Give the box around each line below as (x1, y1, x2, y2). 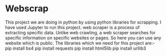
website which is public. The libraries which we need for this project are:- (5, 40, 155, 46)
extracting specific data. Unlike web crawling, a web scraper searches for (5, 29, 156, 35)
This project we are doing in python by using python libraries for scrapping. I (5, 19, 162, 25)
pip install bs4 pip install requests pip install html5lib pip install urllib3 (5, 45, 146, 51)
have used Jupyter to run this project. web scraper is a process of (5, 24, 140, 30)
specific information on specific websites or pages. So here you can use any (5, 35, 162, 41)
